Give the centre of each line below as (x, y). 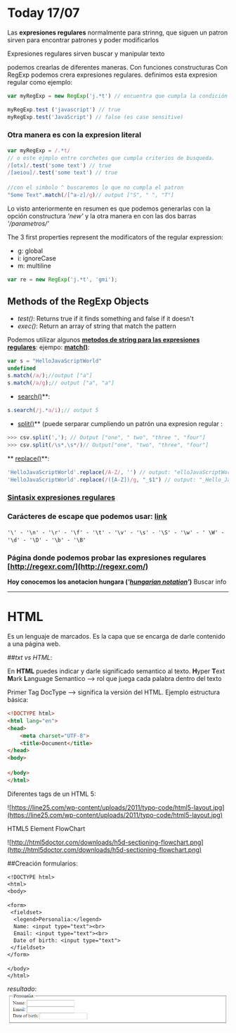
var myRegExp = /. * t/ (39, 150)
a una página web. (34, 644)
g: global (30, 251)
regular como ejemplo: (40, 82)
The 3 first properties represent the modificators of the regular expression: (115, 237)
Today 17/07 (44, 13)
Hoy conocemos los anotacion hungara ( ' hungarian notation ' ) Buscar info (117, 582)
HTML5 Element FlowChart (46, 828)
